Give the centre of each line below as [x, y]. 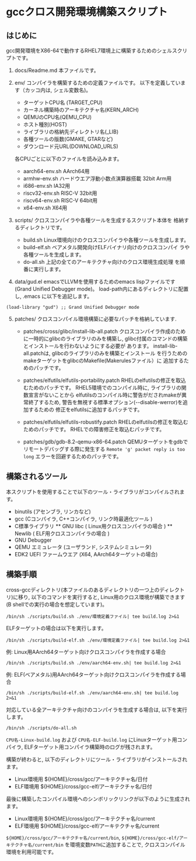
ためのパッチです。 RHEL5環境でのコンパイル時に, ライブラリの [105, 388]
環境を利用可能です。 [32, 852]
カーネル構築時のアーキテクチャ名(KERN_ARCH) [81, 110]
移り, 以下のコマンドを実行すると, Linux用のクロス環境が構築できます [102, 597]
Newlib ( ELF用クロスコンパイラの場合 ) [62, 533]
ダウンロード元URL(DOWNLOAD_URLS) [71, 146]
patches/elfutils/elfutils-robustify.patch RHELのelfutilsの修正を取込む [106, 422]
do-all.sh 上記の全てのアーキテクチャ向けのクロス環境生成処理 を [101, 262]
